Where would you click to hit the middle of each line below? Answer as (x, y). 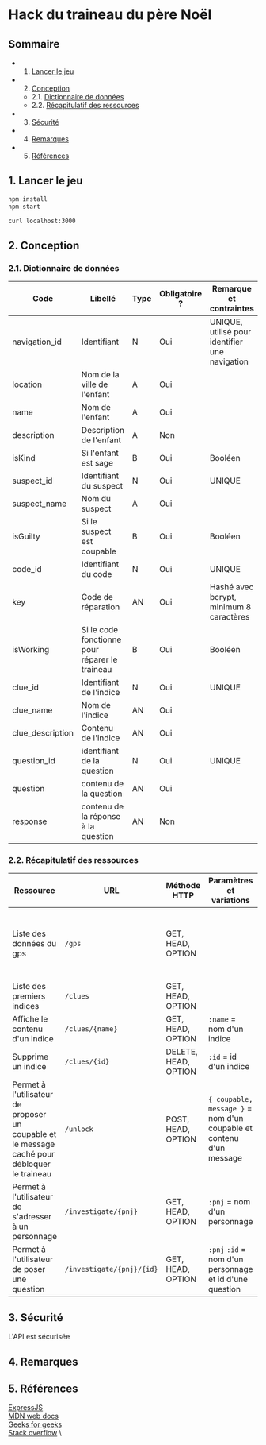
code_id (27, 570)
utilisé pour (230, 332)
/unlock (79, 1129)
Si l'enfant (100, 453)
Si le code (100, 630)
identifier (226, 342)
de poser (29, 1269)
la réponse (101, 817)
